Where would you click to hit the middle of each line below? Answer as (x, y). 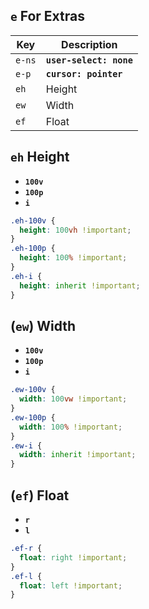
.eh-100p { (33, 249)
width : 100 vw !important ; (73, 399)
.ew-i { (26, 445)
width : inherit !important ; (78, 455)
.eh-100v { (33, 220)
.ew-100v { (33, 390)
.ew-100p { (33, 417)
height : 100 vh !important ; (75, 230)
